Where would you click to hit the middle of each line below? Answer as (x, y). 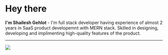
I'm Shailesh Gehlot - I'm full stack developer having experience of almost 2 (84, 22)
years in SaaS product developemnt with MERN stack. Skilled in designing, (82, 27)
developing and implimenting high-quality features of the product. (73, 33)
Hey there (26, 9)
